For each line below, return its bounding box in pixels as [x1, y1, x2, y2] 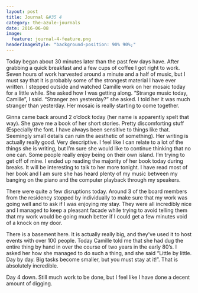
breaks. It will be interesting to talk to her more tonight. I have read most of [6, 163, 188, 170]
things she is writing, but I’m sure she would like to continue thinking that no [6, 144, 191, 152]
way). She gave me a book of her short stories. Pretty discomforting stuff [6, 120, 184, 127]
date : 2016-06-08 [6, 25, 49, 31]
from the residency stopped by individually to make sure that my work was [6, 194, 188, 201]
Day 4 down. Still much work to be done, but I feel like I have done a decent [6, 273, 190, 281]
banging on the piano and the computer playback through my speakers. [6, 176, 181, 183]
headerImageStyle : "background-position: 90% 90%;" [6, 42, 136, 48]
